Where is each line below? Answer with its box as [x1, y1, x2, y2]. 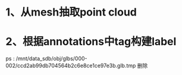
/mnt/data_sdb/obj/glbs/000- [15, 55, 87, 62]
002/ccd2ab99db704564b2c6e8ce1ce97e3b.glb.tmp [5, 62, 136, 69]
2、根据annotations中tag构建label [5, 35, 177, 48]
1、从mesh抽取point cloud [5, 5, 137, 19]
